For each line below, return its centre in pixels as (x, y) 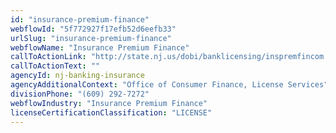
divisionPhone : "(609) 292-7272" (80, 94)
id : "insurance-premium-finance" (80, 19)
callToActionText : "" (55, 66)
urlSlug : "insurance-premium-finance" (91, 38)
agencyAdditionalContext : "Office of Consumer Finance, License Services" (169, 85)
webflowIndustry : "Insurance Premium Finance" (109, 103)
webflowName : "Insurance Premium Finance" (100, 47)
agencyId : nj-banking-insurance (77, 76)
